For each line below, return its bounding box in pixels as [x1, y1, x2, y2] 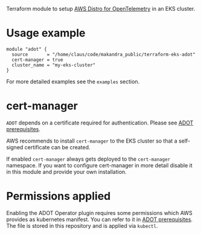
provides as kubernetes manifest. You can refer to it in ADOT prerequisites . [6, 216, 193, 223]
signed [6, 143, 24, 150]
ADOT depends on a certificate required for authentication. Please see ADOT [6, 119, 194, 126]
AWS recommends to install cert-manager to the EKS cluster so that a [6, 137, 177, 144]
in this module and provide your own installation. [6, 168, 127, 175]
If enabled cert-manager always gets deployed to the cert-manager [6, 155, 171, 163]
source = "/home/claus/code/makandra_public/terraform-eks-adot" [11, 51, 196, 57]
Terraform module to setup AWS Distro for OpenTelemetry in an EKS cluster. [6, 5, 196, 12]
